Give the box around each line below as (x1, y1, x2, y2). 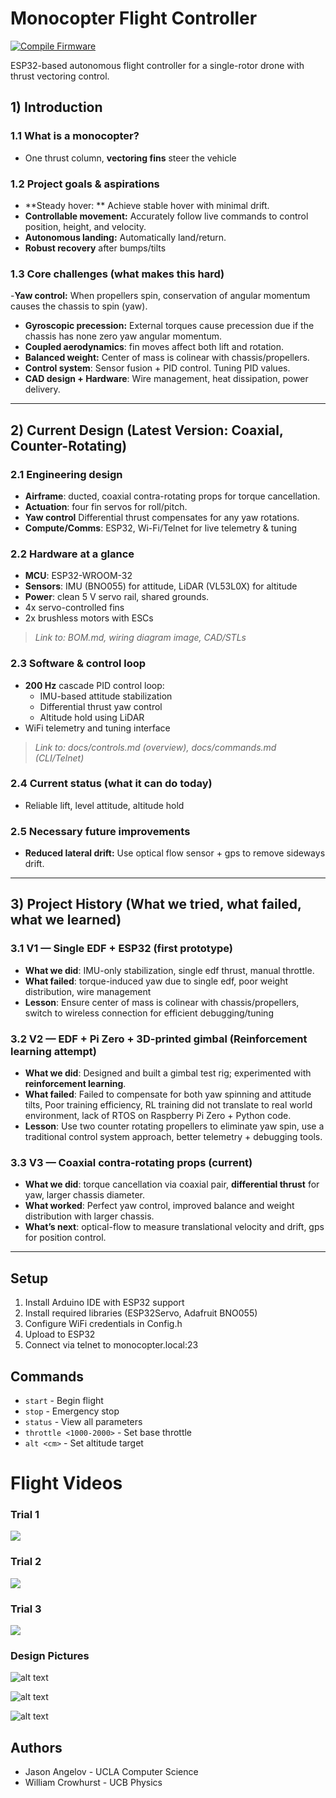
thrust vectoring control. (10, 70, 110, 82)
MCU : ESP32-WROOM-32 (24, 570, 133, 582)
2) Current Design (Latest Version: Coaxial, (10, 422, 284, 439)
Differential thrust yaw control (39, 700, 163, 712)
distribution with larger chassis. (24, 1210, 155, 1222)
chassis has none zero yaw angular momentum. (24, 330, 223, 342)
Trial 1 (10, 1508, 40, 1522)
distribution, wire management (24, 985, 152, 997)
